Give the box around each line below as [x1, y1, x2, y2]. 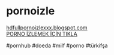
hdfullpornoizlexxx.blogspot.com [6, 24, 88, 31]
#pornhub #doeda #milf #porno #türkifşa [6, 42, 108, 49]
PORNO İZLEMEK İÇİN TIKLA [6, 30, 78, 37]
